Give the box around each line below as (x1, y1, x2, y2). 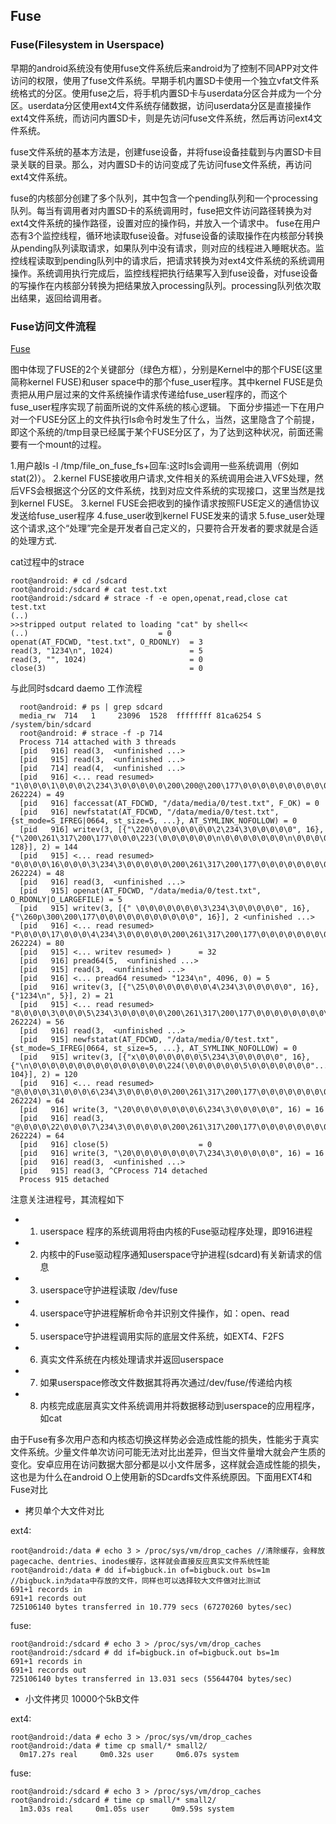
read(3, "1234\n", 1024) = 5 (10, 645, 203, 656)
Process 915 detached (19, 1174, 110, 1184)
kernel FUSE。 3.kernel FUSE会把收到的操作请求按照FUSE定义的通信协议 (18, 497, 320, 509)
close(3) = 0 (10, 663, 203, 673)
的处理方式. (10, 534, 58, 546)
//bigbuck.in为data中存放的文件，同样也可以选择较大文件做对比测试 (10, 1575, 261, 1586)
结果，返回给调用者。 (18, 292, 107, 304)
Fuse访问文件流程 (10, 319, 97, 333)
